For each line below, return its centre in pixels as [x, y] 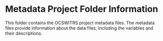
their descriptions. [24, 33]
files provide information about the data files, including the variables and [79, 28]
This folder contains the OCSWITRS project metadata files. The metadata [80, 23]
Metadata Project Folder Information [81, 9]
